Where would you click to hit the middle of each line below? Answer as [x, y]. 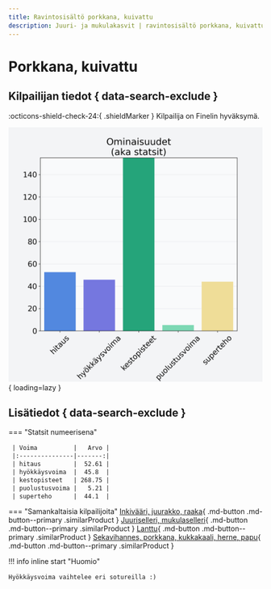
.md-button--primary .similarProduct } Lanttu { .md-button [104, 528]
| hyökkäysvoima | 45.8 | [61, 473]
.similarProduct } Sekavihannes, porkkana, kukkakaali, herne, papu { [148, 537]
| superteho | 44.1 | [61, 497]
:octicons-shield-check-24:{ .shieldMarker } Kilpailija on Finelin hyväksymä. [134, 116]
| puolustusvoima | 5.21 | [61, 489]
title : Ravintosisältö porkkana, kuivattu [81, 17]
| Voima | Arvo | [61, 448]
